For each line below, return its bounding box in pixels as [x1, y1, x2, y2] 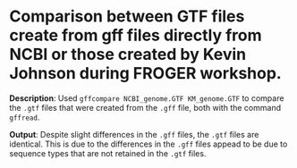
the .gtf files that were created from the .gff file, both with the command [9, 102, 282, 113]
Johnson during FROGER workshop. [9, 63, 282, 84]
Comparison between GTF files [9, 6, 245, 27]
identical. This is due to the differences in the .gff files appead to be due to [9, 139, 288, 149]
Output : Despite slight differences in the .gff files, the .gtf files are [9, 129, 259, 139]
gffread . [9, 112, 40, 122]
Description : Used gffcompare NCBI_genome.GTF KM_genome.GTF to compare [9, 92, 284, 104]
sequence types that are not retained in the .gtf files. [9, 147, 207, 158]
